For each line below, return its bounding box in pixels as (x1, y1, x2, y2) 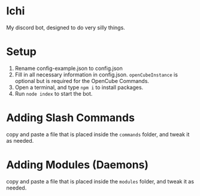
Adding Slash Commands (6, 111, 135, 125)
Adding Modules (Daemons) (6, 158, 149, 171)
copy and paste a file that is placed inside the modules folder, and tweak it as (6, 177, 195, 185)
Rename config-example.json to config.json (14, 65, 123, 72)
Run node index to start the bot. (14, 90, 93, 97)
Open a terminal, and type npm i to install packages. (14, 84, 144, 91)
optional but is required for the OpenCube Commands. (14, 77, 150, 84)
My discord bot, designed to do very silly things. (6, 24, 126, 31)
